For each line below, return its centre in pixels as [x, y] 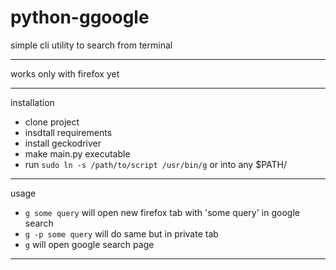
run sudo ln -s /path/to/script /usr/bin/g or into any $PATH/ [155, 164]
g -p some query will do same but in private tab [121, 233]
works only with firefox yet [65, 73]
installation [32, 102]
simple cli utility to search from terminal [91, 45]
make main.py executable [77, 153]
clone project [52, 122]
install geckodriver [63, 143]
